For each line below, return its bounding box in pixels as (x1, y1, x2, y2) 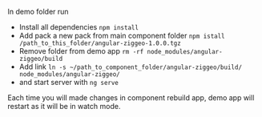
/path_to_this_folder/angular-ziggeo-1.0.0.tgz (18, 39, 181, 47)
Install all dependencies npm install (18, 22, 139, 31)
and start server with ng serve (18, 78, 119, 87)
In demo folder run (7, 7, 69, 16)
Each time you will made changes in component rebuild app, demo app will (7, 93, 255, 103)
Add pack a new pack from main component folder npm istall (18, 31, 225, 40)
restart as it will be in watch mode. (7, 102, 121, 111)
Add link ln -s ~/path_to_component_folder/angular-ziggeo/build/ (18, 62, 242, 71)
